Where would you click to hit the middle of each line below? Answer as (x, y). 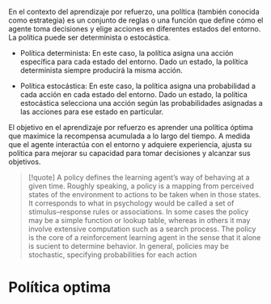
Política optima (60, 287)
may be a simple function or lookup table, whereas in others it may (139, 220)
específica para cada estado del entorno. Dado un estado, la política (134, 61)
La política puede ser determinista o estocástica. (89, 37)
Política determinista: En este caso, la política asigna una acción (127, 53)
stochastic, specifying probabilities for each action (112, 255)
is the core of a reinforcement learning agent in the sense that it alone (144, 237)
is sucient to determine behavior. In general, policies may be (128, 246)
